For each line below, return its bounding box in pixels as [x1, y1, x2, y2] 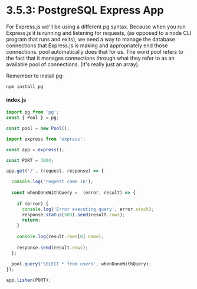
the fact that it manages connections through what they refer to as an [6, 54, 175, 61]
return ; [21, 217, 41, 223]
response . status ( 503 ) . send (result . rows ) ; [21, 212, 126, 217]
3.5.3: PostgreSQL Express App [6, 4, 164, 17]
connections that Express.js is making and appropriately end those [6, 42, 168, 49]
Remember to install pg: [6, 72, 64, 79]
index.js [6, 96, 27, 103]
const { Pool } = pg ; [6, 115, 60, 121]
